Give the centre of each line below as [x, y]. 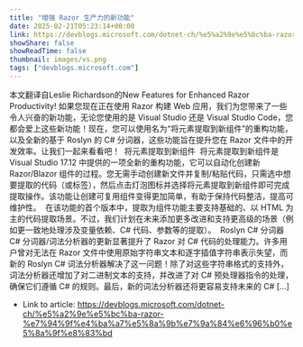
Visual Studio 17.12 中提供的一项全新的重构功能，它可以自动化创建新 [135, 162]
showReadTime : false [48, 51]
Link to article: [49, 304]
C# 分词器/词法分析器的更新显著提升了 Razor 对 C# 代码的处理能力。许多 [144, 241]
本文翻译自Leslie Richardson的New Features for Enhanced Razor [129, 95]
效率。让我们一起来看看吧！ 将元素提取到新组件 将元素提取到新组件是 [148, 151]
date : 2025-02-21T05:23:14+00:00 [72, 26]
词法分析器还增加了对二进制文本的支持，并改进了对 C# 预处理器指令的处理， [151, 275]
